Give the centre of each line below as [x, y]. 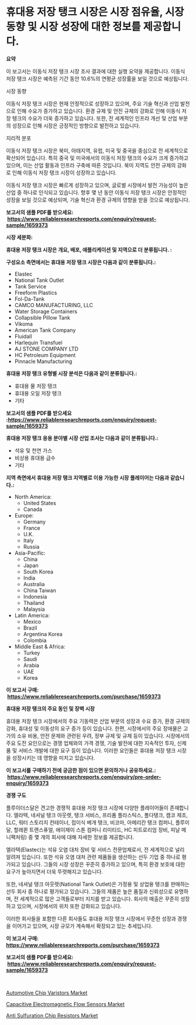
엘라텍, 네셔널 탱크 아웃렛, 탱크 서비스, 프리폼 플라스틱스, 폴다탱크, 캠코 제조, [101, 815]
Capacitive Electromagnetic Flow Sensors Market [65, 1004]
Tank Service [30, 286]
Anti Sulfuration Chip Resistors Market [52, 1015]
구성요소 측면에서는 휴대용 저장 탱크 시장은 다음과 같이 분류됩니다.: [81, 262]
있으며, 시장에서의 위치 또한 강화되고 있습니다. [69, 906]
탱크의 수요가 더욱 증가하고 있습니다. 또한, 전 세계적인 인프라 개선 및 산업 [94, 118]
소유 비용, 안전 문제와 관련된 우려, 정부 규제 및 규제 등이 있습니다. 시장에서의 [103, 735]
